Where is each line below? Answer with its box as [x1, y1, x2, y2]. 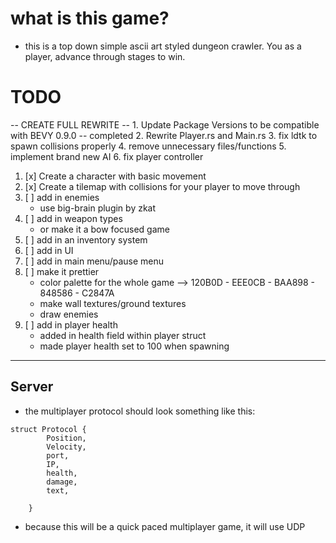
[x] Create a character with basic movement [24, 170, 207, 182]
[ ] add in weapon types [24, 212, 123, 224]
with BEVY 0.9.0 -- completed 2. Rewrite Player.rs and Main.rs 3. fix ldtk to [10, 129, 318, 141]
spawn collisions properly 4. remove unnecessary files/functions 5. [10, 140, 287, 152]
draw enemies [39, 308, 99, 320]
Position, [46, 433, 87, 443]
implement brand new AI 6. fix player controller [10, 150, 204, 162]
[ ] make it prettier [24, 265, 100, 277]
